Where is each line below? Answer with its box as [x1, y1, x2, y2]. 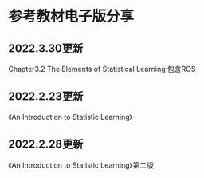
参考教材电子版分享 [8, 7, 135, 26]
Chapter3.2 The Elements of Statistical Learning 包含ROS [8, 65, 196, 73]
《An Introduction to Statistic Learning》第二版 [8, 160, 154, 170]
